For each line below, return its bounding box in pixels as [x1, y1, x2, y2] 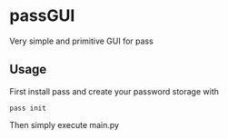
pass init [9, 104, 47, 113]
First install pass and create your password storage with [9, 85, 220, 96]
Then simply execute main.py [9, 119, 120, 130]
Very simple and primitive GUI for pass [9, 35, 154, 46]
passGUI [9, 5, 75, 26]
